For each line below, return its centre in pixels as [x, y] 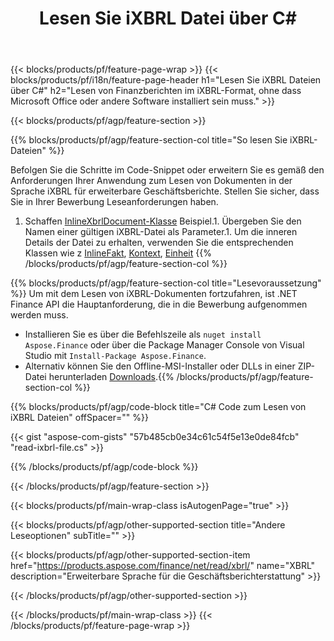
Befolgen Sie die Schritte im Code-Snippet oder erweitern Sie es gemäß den [167, 170]
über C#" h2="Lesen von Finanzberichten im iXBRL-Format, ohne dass [156, 91]
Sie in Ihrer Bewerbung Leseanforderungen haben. [114, 202]
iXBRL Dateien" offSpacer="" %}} [79, 418]
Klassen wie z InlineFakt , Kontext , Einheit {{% [118, 253]
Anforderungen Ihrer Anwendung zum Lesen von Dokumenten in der [151, 181]
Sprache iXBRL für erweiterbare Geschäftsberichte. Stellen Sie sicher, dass [165, 191]
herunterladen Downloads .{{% [111, 377]
